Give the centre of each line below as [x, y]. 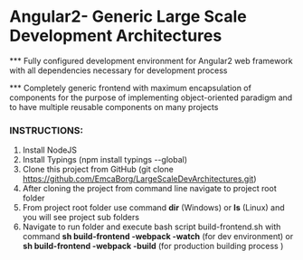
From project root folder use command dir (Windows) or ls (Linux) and [153, 208]
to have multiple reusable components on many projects [114, 107]
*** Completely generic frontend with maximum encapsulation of [130, 88]
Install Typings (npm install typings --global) [105, 160]
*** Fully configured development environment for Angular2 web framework [151, 60]
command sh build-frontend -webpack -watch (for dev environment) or [158, 237]
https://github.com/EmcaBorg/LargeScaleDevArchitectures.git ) [139, 179]
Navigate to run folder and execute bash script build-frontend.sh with [151, 227]
